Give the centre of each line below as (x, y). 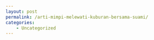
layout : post (22, 11)
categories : (20, 22)
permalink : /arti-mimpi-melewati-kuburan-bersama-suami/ (77, 17)
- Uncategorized (36, 28)
